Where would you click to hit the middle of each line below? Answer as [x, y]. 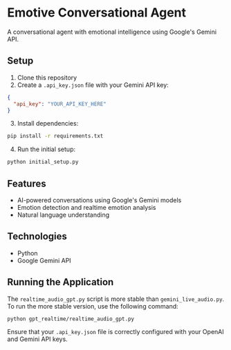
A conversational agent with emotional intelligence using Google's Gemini [112, 32]
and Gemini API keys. [37, 339]
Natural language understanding [63, 215]
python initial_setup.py [43, 162]
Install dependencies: [48, 124]
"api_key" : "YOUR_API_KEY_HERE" [60, 104]
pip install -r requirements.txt [55, 136]
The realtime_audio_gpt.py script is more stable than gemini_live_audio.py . [116, 299]
